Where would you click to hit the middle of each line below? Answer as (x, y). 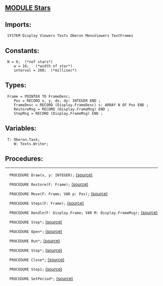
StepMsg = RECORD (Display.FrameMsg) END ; (58, 113)
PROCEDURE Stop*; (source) (36, 250)
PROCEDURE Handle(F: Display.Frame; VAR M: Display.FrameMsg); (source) (84, 213)
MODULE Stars (28, 8)
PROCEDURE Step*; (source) (36, 222)
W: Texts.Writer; (31, 144)
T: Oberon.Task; (24, 140)
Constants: (22, 51)
